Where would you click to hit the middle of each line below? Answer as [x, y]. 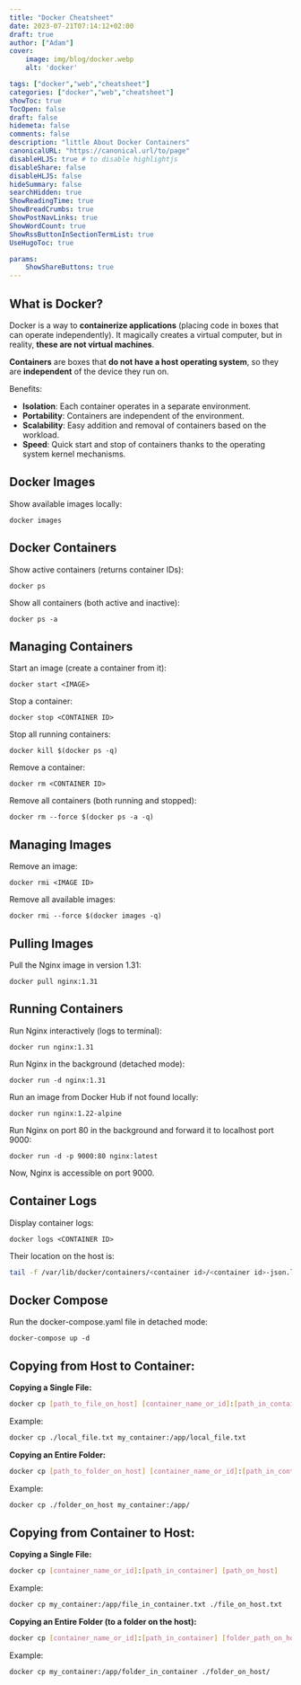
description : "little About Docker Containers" [100, 143]
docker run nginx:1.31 [52, 1047]
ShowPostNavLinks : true [54, 217]
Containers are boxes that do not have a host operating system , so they [144, 361]
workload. [41, 435]
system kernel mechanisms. [74, 454]
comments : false [39, 134]
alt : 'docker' [52, 68]
